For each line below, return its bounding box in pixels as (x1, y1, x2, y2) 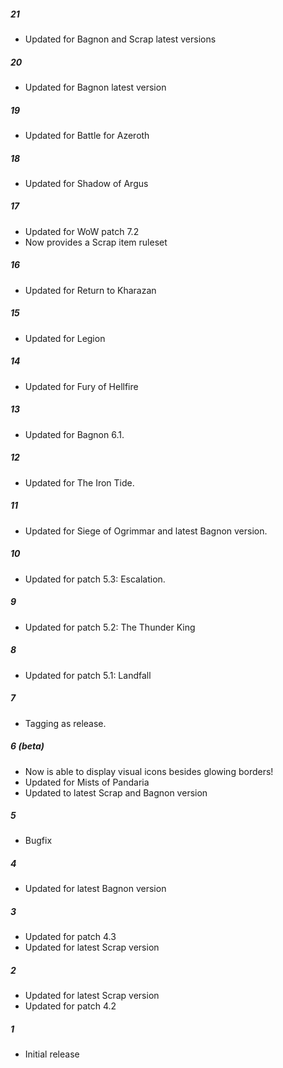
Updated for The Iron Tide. (24, 476, 135, 489)
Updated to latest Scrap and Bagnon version (24, 786, 208, 799)
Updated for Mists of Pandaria (24, 776, 150, 788)
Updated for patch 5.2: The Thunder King (24, 621, 196, 633)
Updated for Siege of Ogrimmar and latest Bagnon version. (24, 525, 268, 537)
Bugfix (24, 835, 53, 847)
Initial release (24, 1048, 80, 1060)
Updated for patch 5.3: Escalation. (24, 573, 166, 585)
